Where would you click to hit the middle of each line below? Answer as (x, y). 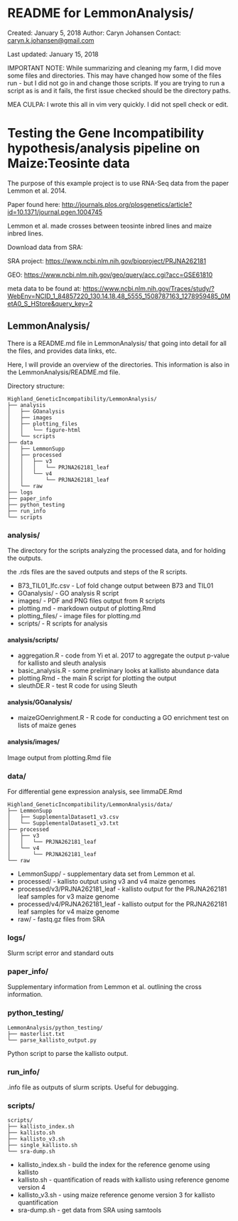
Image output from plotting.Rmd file (59, 757)
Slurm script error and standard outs (61, 953)
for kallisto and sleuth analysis (62, 663)
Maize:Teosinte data (69, 163)
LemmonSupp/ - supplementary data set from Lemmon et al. (106, 874)
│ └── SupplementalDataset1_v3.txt (63, 823)
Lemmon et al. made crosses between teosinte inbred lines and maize (109, 226)
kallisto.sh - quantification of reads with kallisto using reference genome (123, 1180)
